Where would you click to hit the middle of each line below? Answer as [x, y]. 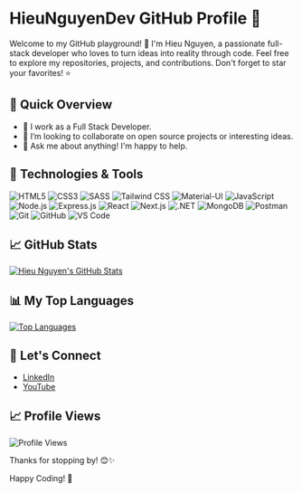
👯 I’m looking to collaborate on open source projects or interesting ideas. [158, 136]
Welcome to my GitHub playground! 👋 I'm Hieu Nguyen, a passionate [137, 43]
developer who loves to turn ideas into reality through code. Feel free [160, 52]
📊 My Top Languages [72, 301]
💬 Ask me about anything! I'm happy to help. [105, 146]
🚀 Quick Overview [61, 104]
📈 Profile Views [55, 417]
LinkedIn [38, 377]
